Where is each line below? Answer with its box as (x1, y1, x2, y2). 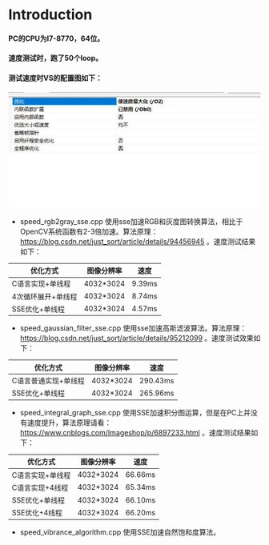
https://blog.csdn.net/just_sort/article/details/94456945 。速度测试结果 (19, 236, 256, 246)
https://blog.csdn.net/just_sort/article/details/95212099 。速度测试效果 (19, 334, 254, 343)
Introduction (8, 6, 93, 24)
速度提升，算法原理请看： (26, 418, 112, 427)
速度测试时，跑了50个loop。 (8, 54, 102, 63)
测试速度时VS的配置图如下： (8, 73, 102, 82)
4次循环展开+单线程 (11, 291, 78, 301)
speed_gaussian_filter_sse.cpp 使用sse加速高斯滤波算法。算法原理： (19, 323, 247, 333)
